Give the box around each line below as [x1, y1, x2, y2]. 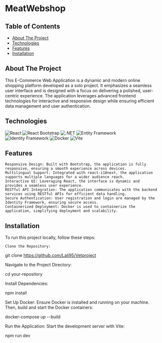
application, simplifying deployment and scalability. [5, 209, 118, 214]
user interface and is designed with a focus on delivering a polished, [5, 88, 142, 94]
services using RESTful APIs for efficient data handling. [5, 192, 127, 197]
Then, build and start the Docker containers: [5, 305, 94, 311]
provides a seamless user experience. [5, 183, 83, 188]
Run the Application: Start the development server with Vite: [5, 323, 125, 329]
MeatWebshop [5, 3, 66, 14]
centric [5, 93, 19, 98]
